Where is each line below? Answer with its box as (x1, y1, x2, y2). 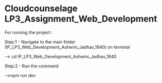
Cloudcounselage (4, 3, 78, 14)
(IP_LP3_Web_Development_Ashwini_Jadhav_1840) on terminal (4, 44, 130, 50)
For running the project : (4, 29, 53, 35)
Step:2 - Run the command (4, 63, 59, 69)
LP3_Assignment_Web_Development (4, 13, 158, 24)
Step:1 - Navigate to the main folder (4, 39, 76, 44)
